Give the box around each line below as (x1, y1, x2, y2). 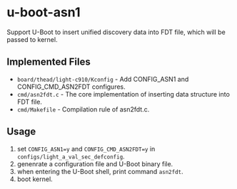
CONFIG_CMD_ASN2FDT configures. (16, 82, 126, 91)
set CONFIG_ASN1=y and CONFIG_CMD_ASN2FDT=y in (16, 144, 156, 153)
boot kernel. (16, 175, 53, 183)
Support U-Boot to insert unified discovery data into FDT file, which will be (6, 28, 226, 36)
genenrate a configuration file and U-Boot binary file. (16, 159, 173, 168)
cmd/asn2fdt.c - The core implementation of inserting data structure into (16, 90, 230, 98)
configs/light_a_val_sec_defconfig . (16, 152, 126, 161)
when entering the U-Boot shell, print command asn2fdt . (16, 167, 183, 175)
